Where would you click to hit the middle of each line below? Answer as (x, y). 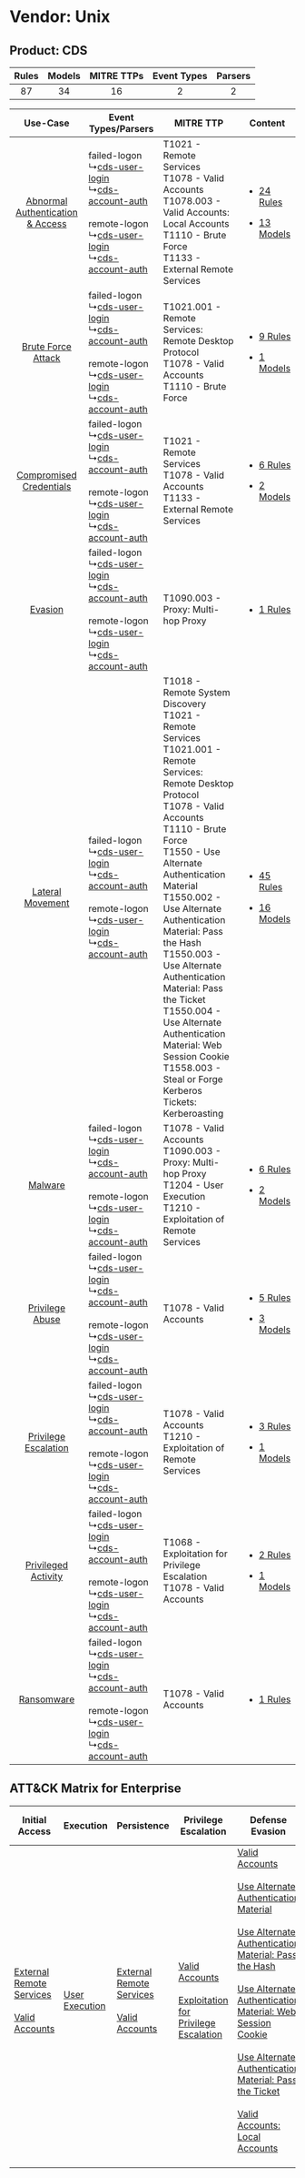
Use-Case (47, 123)
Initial (34, 1819)
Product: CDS (49, 51)
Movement (47, 903)
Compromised (47, 475)
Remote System (197, 692)
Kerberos (182, 1091)
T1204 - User (193, 1185)
